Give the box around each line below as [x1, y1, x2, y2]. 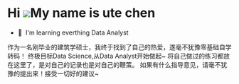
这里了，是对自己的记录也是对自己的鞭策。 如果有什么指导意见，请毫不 [13, 60, 221, 68]
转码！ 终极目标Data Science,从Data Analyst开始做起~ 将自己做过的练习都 [7, 52, 224, 60]
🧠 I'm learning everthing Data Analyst [17, 28, 129, 37]
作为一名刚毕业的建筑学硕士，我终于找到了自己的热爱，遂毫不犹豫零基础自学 [7, 42, 232, 51]
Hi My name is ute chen [7, 5, 156, 21]
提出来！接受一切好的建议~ [19, 69, 100, 78]
